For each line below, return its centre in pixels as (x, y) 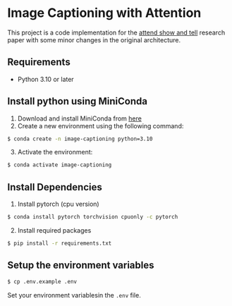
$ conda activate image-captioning (60, 165)
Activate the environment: (55, 152)
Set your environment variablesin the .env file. (74, 295)
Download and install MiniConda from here (80, 118)
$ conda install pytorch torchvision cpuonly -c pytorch (93, 217)
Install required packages (54, 230)
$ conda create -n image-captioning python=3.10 (80, 139)
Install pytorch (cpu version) (59, 204)
